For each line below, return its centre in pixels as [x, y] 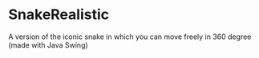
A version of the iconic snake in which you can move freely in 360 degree [130, 37]
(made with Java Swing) [48, 44]
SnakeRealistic [59, 15]
